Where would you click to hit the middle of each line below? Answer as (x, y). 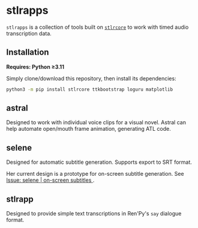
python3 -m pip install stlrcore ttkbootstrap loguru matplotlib (89, 89)
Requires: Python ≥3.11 (35, 67)
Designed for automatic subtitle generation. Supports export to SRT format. (99, 162)
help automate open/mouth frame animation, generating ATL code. (88, 129)
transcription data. (29, 33)
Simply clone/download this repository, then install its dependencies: (91, 78)
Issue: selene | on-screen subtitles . (50, 180)
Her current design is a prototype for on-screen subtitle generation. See (95, 174)
